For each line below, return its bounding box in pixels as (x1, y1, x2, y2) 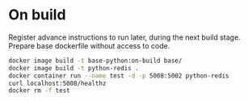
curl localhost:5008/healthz (8, 79, 107, 87)
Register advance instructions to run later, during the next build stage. (8, 32, 241, 42)
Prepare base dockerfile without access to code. (8, 40, 170, 50)
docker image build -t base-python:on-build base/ (8, 57, 183, 65)
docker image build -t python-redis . (8, 64, 139, 72)
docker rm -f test (8, 86, 70, 95)
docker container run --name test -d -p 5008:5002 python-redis (8, 71, 229, 80)
